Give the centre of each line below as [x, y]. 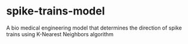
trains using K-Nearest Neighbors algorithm [60, 34]
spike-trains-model [56, 11]
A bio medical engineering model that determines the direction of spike [94, 28]
